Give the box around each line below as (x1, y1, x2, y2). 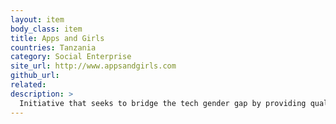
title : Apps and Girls (10, 33, 105, 43)
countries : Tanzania (10, 42, 97, 53)
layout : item (10, 14, 65, 25)
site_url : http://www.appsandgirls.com (10, 61, 177, 71)
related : (10, 80, 47, 90)
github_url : (10, 71, 60, 81)
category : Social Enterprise (10, 52, 132, 62)
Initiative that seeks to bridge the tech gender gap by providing (19, 98, 307, 108)
